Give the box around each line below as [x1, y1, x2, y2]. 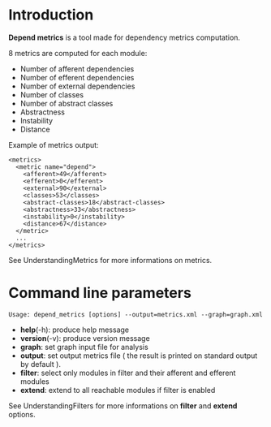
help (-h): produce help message [19, 325, 130, 334]
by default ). [19, 359, 61, 369]
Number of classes [19, 89, 84, 99]
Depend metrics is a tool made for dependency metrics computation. [8, 32, 241, 42]
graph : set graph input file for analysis [19, 342, 148, 352]
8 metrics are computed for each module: [8, 48, 148, 58]
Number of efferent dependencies [19, 72, 135, 82]
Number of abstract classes [19, 98, 114, 108]
